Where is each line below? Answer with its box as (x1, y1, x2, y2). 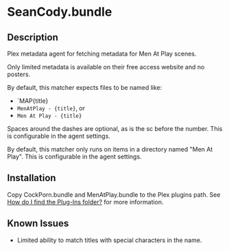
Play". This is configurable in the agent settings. (7, 152, 142, 160)
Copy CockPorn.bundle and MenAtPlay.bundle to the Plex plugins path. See (7, 190, 221, 199)
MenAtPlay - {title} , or (16, 104, 86, 112)
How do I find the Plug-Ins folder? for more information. (7, 198, 164, 206)
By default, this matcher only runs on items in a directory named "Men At (7, 145, 213, 153)
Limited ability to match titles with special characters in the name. (16, 236, 202, 244)
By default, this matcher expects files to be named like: (7, 84, 162, 91)
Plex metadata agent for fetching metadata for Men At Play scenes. (7, 49, 197, 58)
